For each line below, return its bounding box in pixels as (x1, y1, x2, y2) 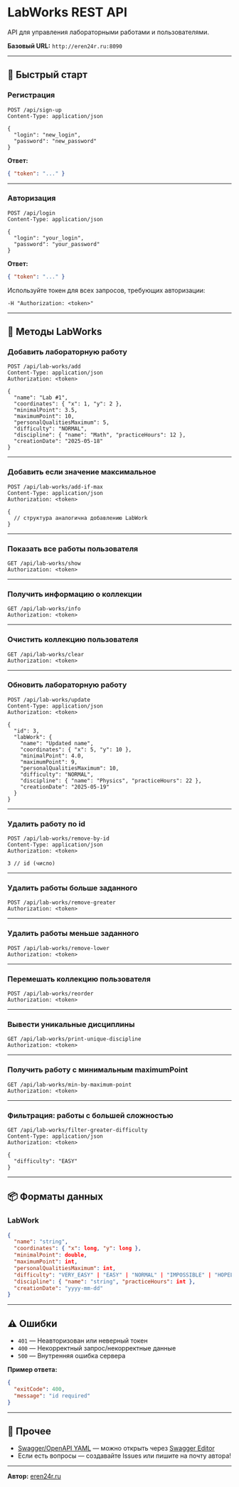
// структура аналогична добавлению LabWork (14, 514, 148, 521)
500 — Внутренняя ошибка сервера (17, 1352, 126, 1360)
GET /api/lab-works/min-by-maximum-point (7, 1081, 132, 1088)
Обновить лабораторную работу (7, 680, 127, 690)
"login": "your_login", (14, 234, 84, 242)
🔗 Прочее (7, 1425, 51, 1437)
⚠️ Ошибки (7, 1317, 58, 1330)
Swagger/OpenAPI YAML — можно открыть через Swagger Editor (17, 1444, 215, 1453)
